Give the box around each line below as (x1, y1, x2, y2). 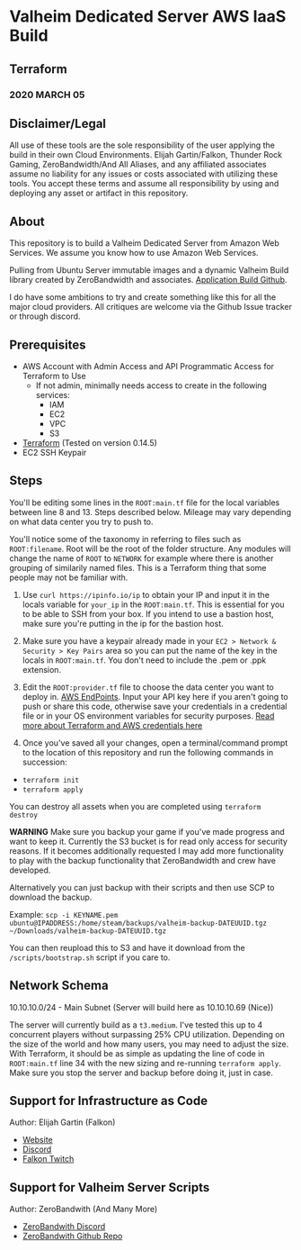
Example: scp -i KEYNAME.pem (9, 909, 119, 919)
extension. (22, 664, 61, 675)
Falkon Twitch (22, 1154, 75, 1164)
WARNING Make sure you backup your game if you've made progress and (9, 826, 285, 837)
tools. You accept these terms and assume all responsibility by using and (9, 178, 279, 189)
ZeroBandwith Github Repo (22, 1231, 123, 1242)
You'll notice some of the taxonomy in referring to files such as (9, 533, 242, 544)
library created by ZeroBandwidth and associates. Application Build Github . (9, 275, 288, 285)
